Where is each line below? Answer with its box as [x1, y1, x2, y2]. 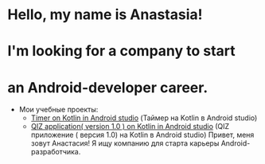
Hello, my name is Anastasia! [7, 6, 203, 24]
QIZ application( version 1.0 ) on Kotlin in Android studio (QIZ [30, 122, 230, 131]
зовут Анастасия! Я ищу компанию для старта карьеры [30, 139, 220, 148]
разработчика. [30, 147, 81, 157]
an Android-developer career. [7, 78, 208, 96]
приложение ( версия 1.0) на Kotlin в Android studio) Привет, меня [30, 130, 255, 140]
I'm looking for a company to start [7, 42, 236, 61]
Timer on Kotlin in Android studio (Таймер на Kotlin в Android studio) [30, 113, 258, 123]
